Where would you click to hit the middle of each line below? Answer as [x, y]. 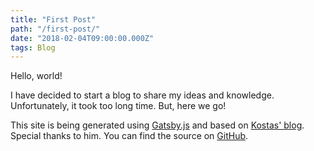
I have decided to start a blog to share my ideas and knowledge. [142, 95]
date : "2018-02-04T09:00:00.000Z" [82, 38]
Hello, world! [36, 76]
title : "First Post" [53, 19]
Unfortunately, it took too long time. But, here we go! [118, 106]
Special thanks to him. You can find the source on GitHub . [129, 136]
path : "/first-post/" [55, 29]
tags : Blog [33, 47]
